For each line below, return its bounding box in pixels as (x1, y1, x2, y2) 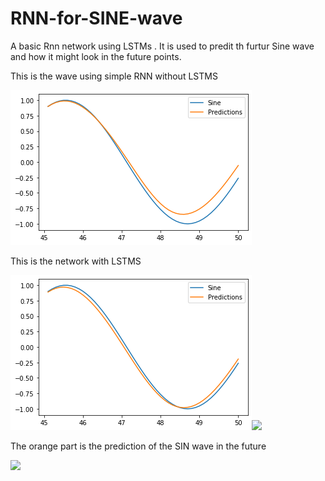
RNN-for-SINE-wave (10, 7, 183, 30)
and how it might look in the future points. (10, 50, 182, 62)
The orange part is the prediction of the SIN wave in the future (10, 440, 267, 452)
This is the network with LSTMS (10, 255, 142, 267)
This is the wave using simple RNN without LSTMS (10, 70, 218, 82)
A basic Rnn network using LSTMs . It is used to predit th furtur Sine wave (10, 40, 315, 52)
